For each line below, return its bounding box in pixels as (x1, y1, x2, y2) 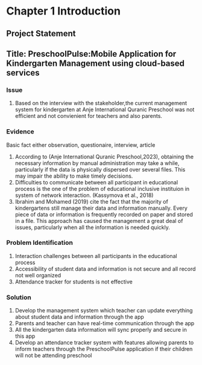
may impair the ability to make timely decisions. (14, 172, 133, 179)
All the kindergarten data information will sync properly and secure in (14, 326, 187, 334)
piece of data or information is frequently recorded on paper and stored (14, 210, 193, 218)
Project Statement (6, 28, 76, 39)
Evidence (6, 128, 34, 136)
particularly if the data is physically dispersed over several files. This (14, 166, 186, 173)
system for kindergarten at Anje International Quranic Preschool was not (14, 106, 195, 113)
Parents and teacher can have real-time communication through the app (14, 320, 195, 327)
